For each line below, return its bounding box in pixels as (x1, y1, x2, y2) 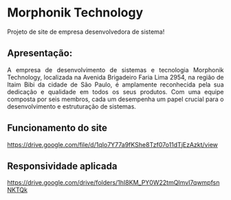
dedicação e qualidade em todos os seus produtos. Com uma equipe (7, 87, 224, 96)
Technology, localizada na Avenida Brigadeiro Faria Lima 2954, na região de (7, 73, 224, 81)
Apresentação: (7, 47, 73, 59)
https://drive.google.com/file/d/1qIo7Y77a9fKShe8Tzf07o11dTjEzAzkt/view (7, 140, 218, 148)
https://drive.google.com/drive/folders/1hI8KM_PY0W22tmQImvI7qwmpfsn (7, 179, 220, 187)
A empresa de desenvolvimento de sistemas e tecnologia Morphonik (7, 65, 224, 74)
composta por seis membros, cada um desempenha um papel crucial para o (7, 95, 224, 103)
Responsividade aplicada (7, 160, 118, 172)
